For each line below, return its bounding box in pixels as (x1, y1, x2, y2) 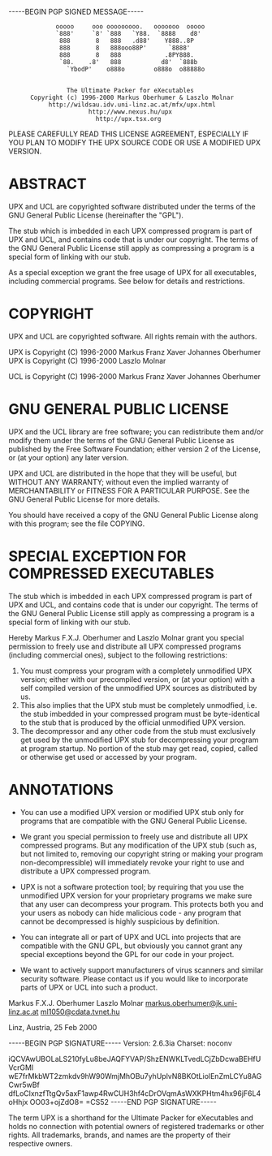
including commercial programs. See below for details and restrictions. (8, 276, 245, 286)
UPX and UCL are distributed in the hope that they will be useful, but (8, 468, 237, 478)
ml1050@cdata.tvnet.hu (40, 1007, 120, 1016)
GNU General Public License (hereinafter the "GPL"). (8, 210, 184, 220)
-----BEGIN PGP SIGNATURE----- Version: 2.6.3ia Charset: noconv (8, 1038, 233, 1048)
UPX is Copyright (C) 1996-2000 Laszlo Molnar (8, 356, 166, 365)
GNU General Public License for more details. (8, 494, 161, 504)
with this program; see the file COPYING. (8, 519, 145, 528)
